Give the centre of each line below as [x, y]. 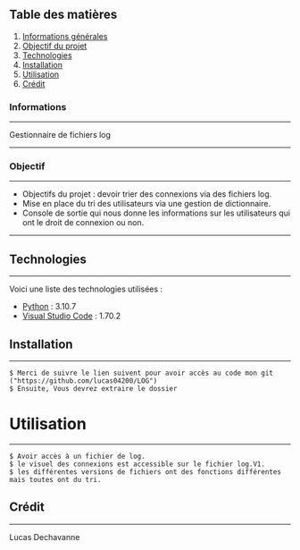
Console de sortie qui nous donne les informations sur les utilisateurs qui [156, 213]
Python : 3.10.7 [49, 307]
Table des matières [63, 15]
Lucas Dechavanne [45, 537]
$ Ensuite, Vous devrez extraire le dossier [93, 389]
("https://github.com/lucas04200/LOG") [83, 381]
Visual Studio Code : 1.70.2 [71, 316]
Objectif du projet [54, 46]
